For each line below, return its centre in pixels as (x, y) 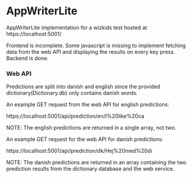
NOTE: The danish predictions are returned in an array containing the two (96, 162)
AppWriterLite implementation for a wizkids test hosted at (77, 27)
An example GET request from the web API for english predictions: (88, 105)
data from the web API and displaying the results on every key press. (91, 51)
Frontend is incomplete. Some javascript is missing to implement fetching (96, 45)
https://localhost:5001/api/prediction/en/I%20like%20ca (75, 116)
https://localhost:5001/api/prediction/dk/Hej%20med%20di (79, 151)
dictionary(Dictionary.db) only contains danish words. (72, 93)
